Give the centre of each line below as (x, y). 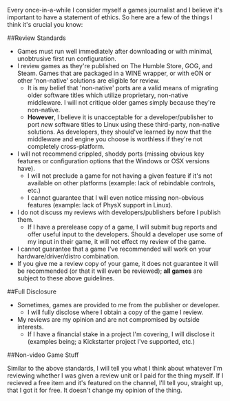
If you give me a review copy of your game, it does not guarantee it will (118, 264)
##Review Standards (37, 38)
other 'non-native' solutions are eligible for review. (88, 81)
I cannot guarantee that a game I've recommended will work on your (114, 249)
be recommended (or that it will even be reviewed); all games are (110, 271)
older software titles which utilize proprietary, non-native (108, 95)
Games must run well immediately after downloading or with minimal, (115, 51)
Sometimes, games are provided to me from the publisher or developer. (118, 305)
